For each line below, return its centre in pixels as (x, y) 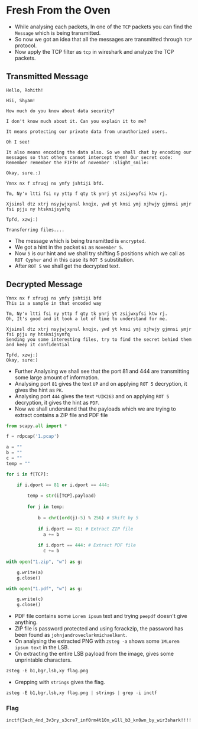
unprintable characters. (43, 660)
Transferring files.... (35, 230)
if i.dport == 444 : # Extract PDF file (87, 545)
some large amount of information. (57, 377)
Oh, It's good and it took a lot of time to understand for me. (87, 319)
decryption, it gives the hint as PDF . (57, 402)
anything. (26, 622)
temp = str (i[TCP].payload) (62, 496)
